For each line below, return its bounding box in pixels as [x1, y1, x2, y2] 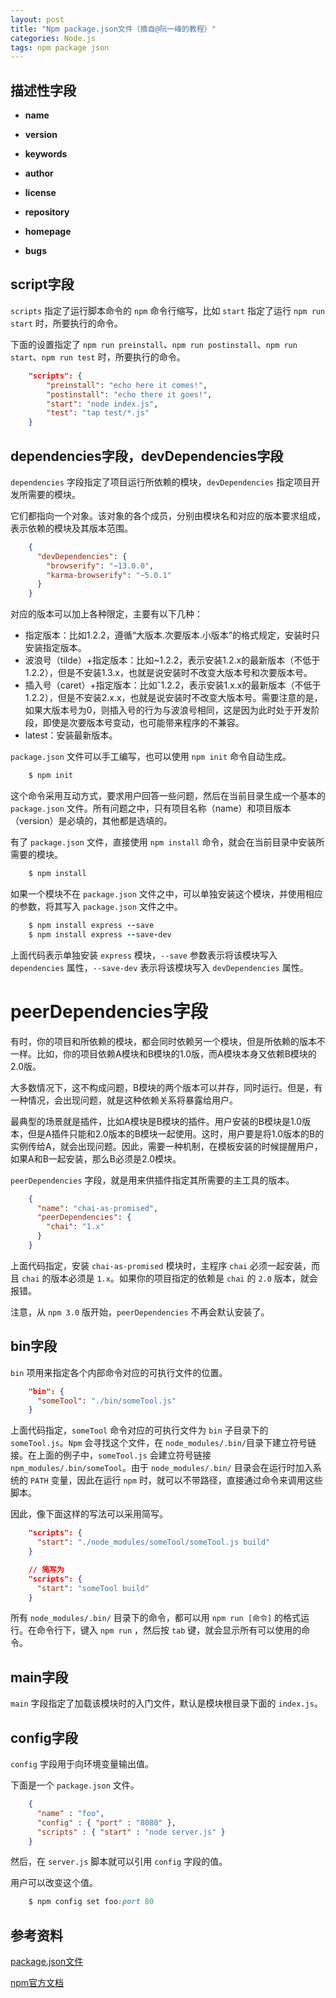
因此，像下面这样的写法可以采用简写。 [10, 1508, 168, 1520]
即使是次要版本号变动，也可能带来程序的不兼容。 [42, 717, 245, 729]
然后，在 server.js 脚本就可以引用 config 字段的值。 [10, 1856, 228, 1868]
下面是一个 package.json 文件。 [10, 1779, 140, 1791]
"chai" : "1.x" [46, 1222, 105, 1232]
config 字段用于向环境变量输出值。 [10, 1758, 154, 1770]
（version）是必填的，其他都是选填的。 [10, 815, 173, 827]
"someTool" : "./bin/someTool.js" [36, 1396, 177, 1406]
